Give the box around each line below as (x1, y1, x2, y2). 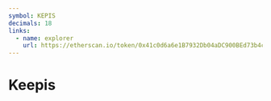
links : (8, 26, 31, 34)
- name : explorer (15, 34, 74, 42)
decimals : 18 (8, 19, 52, 27)
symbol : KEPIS (8, 11, 56, 20)
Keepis (8, 76, 56, 95)
